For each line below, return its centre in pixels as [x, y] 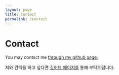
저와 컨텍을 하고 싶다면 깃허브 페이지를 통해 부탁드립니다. [60, 68]
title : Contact [21, 14]
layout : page [19, 10]
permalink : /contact [26, 19]
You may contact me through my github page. [52, 57]
